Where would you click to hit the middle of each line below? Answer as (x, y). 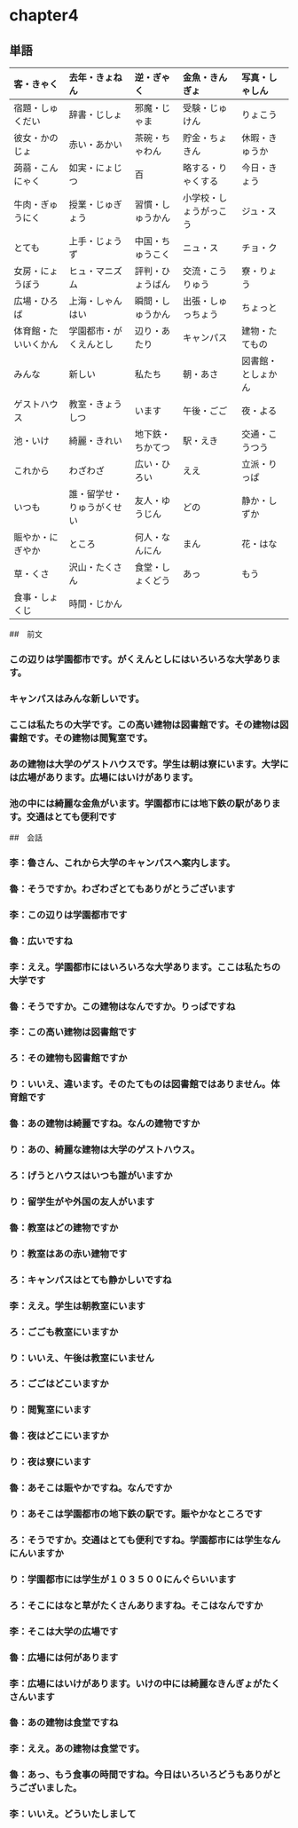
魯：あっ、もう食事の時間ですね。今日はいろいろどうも (127, 1775)
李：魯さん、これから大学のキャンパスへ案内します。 (122, 863)
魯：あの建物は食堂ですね (64, 1722)
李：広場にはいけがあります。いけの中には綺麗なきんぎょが (136, 1683)
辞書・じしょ (95, 114)
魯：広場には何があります (64, 1658)
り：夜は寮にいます (50, 1462)
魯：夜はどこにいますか (59, 1436)
